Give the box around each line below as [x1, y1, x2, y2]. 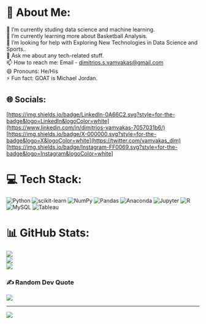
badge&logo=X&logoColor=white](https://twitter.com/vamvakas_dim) [6, 137, 181, 144]
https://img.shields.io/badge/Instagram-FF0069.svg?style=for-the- [8, 143, 178, 151]
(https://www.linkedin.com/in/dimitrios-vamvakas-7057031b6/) [6, 124, 166, 131]
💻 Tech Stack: [6, 172, 82, 186]
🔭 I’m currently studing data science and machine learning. [6, 26, 155, 33]
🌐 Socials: [6, 94, 47, 105]
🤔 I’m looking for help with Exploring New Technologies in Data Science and [6, 39, 198, 46]
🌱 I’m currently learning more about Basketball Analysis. [6, 32, 148, 39]
